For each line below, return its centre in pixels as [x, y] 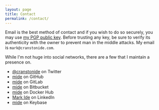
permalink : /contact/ [27, 18]
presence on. [18, 62]
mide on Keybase [29, 103]
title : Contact [20, 14]
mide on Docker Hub [33, 92]
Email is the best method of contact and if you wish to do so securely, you [79, 32]
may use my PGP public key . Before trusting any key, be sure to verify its [78, 37]
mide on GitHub [28, 77]
